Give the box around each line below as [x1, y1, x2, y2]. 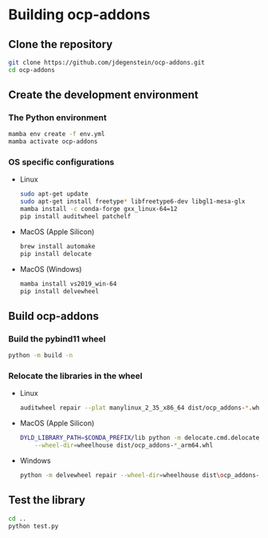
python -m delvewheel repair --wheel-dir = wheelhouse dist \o [19, 471, 224, 479]
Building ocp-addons [8, 6, 151, 24]
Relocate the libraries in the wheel [8, 370, 143, 381]
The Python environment [8, 112, 107, 123]
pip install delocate [19, 249, 92, 257]
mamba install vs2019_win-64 [19, 280, 117, 288]
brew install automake [19, 242, 96, 250]
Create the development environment [8, 88, 199, 102]
